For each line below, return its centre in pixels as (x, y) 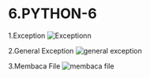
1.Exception (27, 35)
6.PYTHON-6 (52, 14)
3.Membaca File (34, 66)
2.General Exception (41, 50)
